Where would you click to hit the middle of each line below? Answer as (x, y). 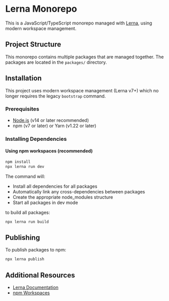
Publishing (23, 237)
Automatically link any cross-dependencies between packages (79, 191)
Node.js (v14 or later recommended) (51, 120)
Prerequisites (22, 109)
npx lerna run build (27, 222)
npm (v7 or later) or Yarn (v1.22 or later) (54, 126)
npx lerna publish (25, 259)
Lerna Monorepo (41, 9)
